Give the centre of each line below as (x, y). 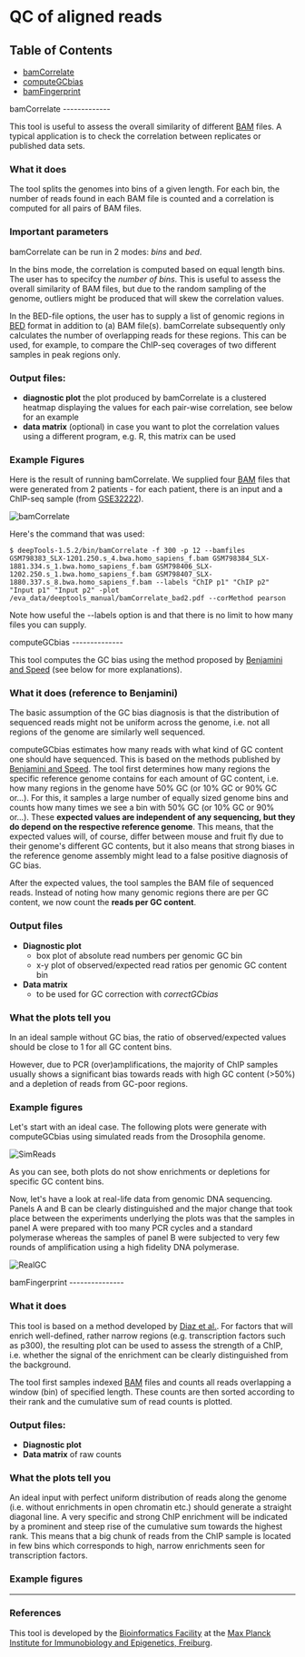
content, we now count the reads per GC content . (103, 902)
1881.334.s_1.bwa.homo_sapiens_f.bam (81, 567)
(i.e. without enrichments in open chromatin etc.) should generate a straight (151, 1507)
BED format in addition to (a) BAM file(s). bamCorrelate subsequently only (148, 325)
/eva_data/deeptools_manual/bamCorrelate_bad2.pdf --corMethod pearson (148, 598)
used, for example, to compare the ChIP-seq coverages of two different (143, 345)
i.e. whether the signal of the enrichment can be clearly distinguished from (149, 1355)
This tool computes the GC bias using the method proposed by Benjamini (146, 660)
